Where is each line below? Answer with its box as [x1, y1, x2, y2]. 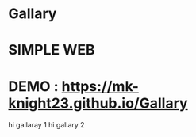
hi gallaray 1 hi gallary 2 [8, 120, 85, 130]
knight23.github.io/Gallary [8, 94, 188, 112]
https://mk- [61, 77, 139, 95]
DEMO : [8, 77, 59, 95]
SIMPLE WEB [8, 41, 95, 59]
